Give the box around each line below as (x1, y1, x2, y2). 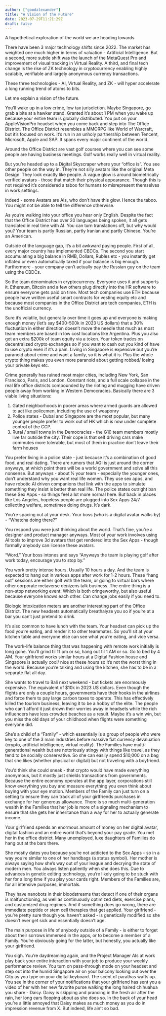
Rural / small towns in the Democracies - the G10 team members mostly (12, 429, 158, 435)
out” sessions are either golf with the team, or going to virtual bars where (5, 577, 154, 584)
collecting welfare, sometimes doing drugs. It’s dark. (5, 502, 112, 508)
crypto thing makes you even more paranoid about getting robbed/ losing (5, 357, 155, 363)
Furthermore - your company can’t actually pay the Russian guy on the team (5, 264, 161, 270)
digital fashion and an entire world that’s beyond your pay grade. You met (5, 830, 155, 836)
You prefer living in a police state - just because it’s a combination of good (5, 455, 157, 461)
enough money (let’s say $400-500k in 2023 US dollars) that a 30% (5, 320, 144, 326)
